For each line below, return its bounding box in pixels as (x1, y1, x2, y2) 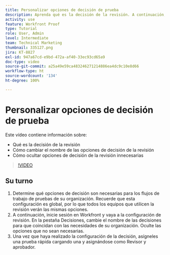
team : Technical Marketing (5, 40, 62, 46)
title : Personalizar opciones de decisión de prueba (5, 7, 119, 13)
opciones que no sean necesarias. (12, 228, 84, 234)
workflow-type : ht (5, 69, 44, 74)
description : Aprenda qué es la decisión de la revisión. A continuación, (5, 12, 166, 17)
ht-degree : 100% (5, 78, 39, 83)
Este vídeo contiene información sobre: (5, 132, 87, 138)
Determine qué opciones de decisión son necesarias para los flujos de (12, 190, 160, 196)
